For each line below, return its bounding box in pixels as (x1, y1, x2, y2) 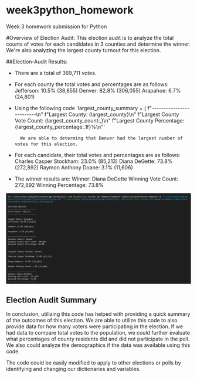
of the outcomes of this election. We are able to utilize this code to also (6, 317, 178, 324)
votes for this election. (14, 141, 78, 147)
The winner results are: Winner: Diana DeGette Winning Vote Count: (14, 175, 179, 182)
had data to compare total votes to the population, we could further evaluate (6, 329, 191, 336)
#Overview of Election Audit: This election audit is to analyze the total (6, 34, 174, 41)
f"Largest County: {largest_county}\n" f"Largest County (44, 111, 179, 118)
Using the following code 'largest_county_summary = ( (14, 104, 147, 111)
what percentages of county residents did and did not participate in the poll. (6, 335, 190, 343)
